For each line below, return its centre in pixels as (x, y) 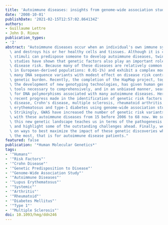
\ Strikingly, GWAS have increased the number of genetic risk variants (87, 112)
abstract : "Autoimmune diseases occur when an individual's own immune (81, 47)
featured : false (22, 140)
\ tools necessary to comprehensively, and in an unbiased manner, (81, 89)
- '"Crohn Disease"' (27, 163)
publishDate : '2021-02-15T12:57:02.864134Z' (52, 19)
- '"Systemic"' (21, 187)
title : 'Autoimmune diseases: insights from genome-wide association (79, 10)
